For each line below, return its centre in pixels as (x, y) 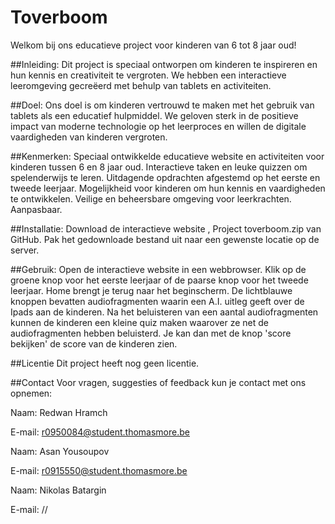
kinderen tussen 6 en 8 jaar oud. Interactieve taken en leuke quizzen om (159, 167)
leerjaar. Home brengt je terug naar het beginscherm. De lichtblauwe (151, 290)
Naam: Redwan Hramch (59, 412)
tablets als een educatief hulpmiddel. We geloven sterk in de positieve (154, 115)
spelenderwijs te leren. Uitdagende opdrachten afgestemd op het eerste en (165, 177)
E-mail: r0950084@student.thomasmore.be (100, 432)
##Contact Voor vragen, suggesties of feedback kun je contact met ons (158, 382)
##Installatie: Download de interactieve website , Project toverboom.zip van (166, 228)
